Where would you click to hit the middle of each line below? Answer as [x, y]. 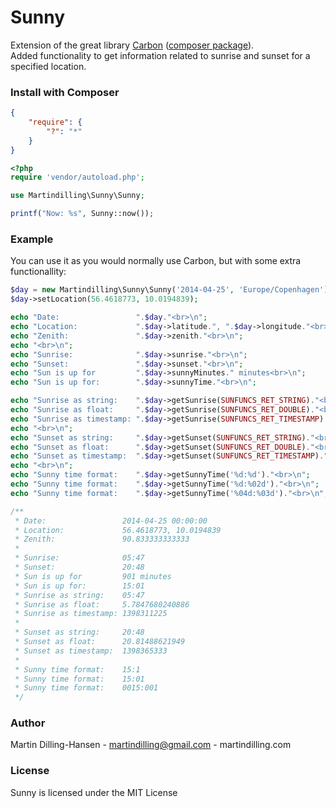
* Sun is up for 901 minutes [93, 576]
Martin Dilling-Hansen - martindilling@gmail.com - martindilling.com [151, 745]
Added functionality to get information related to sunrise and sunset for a [160, 55]
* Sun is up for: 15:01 [79, 586]
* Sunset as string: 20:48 [79, 632]
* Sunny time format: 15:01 [79, 679]
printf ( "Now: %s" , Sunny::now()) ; [82, 214]
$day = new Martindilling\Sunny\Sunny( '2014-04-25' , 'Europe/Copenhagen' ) [169, 290]
